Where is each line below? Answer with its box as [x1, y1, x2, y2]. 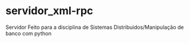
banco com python [5, 29, 51, 37]
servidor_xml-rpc [5, 4, 94, 18]
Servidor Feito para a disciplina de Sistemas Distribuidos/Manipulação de [5, 24, 184, 31]
